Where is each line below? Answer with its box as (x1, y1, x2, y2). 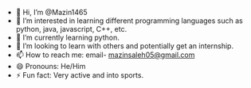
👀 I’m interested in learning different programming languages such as (15, 16, 243, 25)
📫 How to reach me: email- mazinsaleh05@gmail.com (15, 50, 195, 59)
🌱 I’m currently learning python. (15, 33, 120, 42)
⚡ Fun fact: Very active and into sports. (15, 71, 144, 79)
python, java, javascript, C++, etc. (15, 25, 127, 33)
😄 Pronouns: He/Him (15, 62, 86, 71)
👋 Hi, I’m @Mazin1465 (15, 8, 88, 17)
